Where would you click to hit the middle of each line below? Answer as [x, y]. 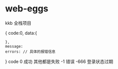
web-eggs [27, 9]
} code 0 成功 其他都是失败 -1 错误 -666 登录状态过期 [59, 61]
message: [14, 46]
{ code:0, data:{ [21, 33]
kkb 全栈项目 [18, 23]
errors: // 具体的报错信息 [30, 52]
